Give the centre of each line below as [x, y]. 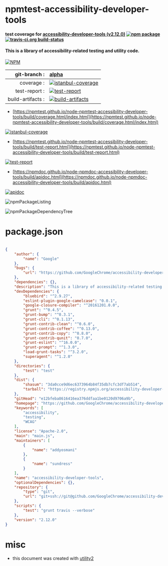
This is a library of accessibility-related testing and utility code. [72, 51]
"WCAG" [30, 422]
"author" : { [26, 254]
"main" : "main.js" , [34, 436]
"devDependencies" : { [36, 291]
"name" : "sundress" [52, 464]
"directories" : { [32, 366]
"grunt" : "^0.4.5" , [43, 310]
